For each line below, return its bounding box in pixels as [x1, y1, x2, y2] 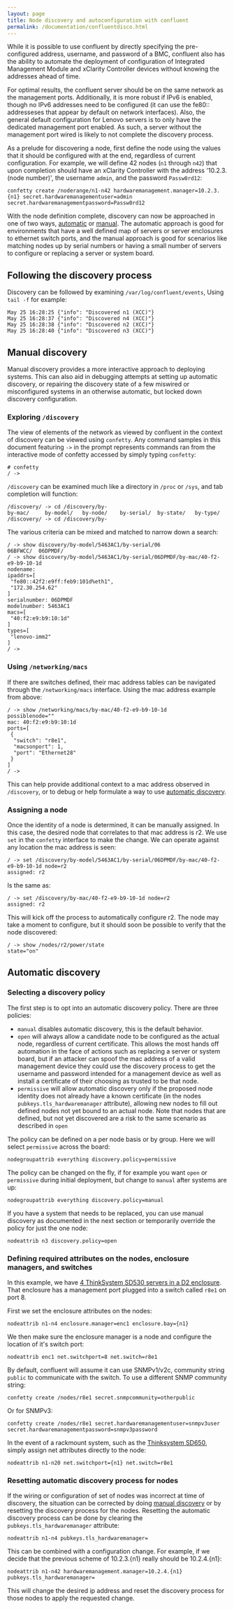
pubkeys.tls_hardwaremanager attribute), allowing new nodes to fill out [17, 1099, 218, 1107]
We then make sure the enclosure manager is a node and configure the [7, 1332, 212, 1341]
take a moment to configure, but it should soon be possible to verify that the [7, 920, 226, 929]
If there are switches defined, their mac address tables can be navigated [7, 677, 217, 686]
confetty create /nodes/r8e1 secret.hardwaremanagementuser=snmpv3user [7, 1420, 220, 1427]
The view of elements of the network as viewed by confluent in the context [7, 428, 223, 436]
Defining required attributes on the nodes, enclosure [7, 1253, 189, 1263]
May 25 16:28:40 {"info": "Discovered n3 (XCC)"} [7, 327, 155, 335]
